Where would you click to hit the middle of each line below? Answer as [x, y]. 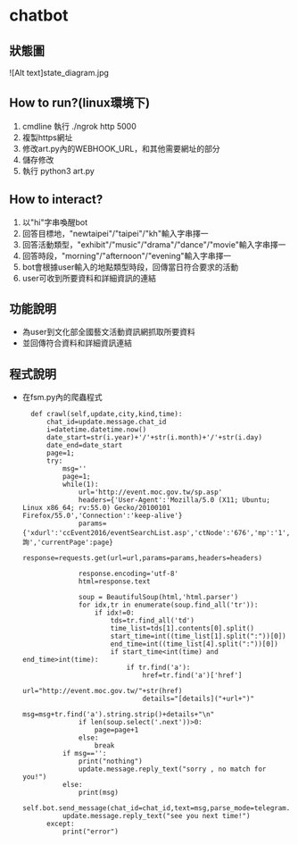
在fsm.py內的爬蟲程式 [62, 397]
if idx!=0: [115, 613]
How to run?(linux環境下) [79, 103]
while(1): [80, 485]
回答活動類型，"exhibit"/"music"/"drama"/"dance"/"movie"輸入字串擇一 [154, 244]
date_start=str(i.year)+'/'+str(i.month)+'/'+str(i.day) [154, 438]
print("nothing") [111, 761]
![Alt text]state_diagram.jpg [59, 73]
